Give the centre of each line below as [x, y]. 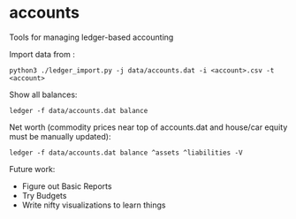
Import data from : [42, 54]
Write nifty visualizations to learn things [94, 205]
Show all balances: [43, 94]
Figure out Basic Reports [67, 186]
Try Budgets [44, 195]
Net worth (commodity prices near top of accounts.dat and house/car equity [148, 127]
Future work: [32, 169]
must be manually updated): [60, 136]
